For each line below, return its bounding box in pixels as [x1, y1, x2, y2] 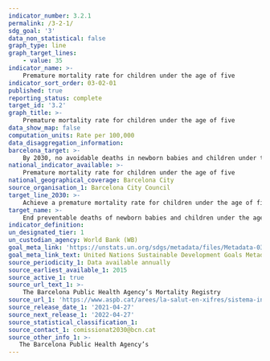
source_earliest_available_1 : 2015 [8, 266, 128, 274]
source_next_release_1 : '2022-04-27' [8, 310, 135, 318]
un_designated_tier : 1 [8, 228, 84, 237]
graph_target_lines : [8, 49, 78, 57]
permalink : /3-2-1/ [8, 19, 74, 27]
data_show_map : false [8, 124, 81, 132]
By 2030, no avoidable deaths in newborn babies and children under [22, 154, 257, 162]
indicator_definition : [8, 221, 84, 229]
